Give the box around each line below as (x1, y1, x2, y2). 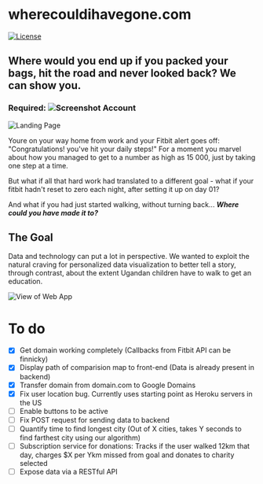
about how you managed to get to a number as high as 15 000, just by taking (8, 152, 256, 162)
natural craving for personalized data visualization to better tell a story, (8, 260, 237, 269)
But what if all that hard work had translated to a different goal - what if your (8, 175, 254, 186)
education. (8, 277, 43, 286)
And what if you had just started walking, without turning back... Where (8, 199, 239, 209)
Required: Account (8, 102, 136, 113)
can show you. (8, 79, 82, 92)
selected (19, 458, 49, 467)
